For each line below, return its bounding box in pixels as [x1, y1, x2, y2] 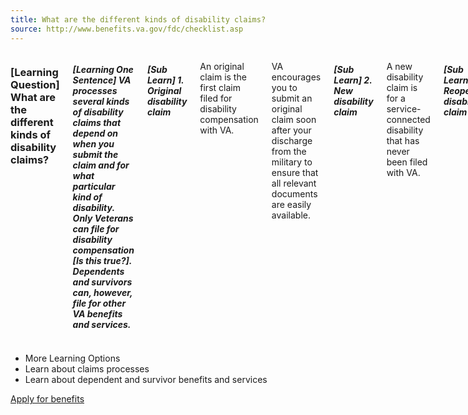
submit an [271, 92, 313, 104]
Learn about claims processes [24, 363, 150, 375]
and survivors [72, 276, 133, 288]
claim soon [271, 113, 317, 125]
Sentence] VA [72, 74, 132, 86]
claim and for [72, 159, 130, 171]
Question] [10, 78, 60, 92]
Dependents [72, 266, 125, 278]
